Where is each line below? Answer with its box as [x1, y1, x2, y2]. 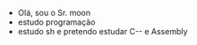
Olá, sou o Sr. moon [17, 8, 91, 18]
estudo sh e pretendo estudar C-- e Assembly [17, 26, 188, 36]
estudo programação [17, 17, 96, 27]
